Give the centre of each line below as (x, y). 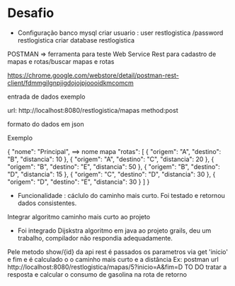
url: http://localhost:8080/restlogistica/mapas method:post (93, 110)
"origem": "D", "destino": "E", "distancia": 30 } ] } (79, 182)
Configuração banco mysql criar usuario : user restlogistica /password (120, 33)
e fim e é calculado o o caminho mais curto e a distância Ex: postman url (113, 259)
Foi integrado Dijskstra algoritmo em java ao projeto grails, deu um (114, 230)
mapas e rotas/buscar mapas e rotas (61, 61)
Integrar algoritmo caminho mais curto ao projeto (79, 216)
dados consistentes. (47, 203)
